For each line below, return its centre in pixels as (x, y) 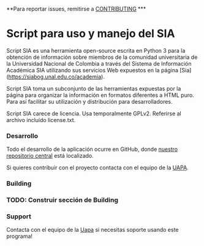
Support (19, 216)
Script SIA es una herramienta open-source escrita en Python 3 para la (96, 50)
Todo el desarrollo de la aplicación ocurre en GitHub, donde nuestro (92, 149)
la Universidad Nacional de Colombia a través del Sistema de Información (99, 63)
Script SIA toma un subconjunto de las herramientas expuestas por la (94, 88)
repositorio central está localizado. (50, 156)
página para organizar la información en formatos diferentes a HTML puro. (100, 95)
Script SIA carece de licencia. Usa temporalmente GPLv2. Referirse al (94, 113)
